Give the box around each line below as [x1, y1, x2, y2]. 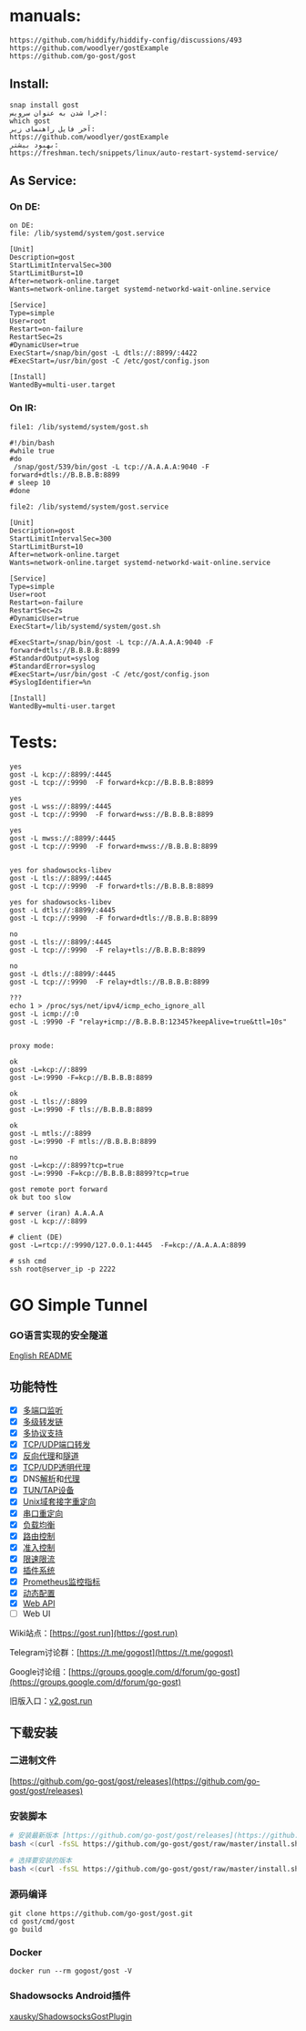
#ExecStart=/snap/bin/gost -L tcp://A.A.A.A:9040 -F [9, 637, 214, 647]
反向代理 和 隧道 [22, 1450, 79, 1461]
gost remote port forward [9, 1184, 107, 1194]
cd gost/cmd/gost [9, 1916, 76, 1926]
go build [9, 1924, 43, 1933]
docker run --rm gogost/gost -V [9, 1966, 132, 1976]
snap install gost [9, 100, 79, 109]
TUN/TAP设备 [22, 1485, 75, 1496]
